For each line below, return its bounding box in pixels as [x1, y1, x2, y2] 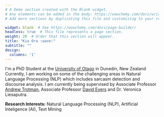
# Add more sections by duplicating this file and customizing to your [5, 16, 154, 21]
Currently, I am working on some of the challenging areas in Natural [5, 71, 141, 77]
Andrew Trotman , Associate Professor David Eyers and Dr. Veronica [5, 86, 142, 92]
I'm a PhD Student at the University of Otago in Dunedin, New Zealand [5, 65, 146, 71]
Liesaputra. [5, 91, 28, 97]
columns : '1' [9, 52, 36, 57]
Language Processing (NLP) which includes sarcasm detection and [5, 76, 140, 82]
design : [5, 47, 21, 53]
